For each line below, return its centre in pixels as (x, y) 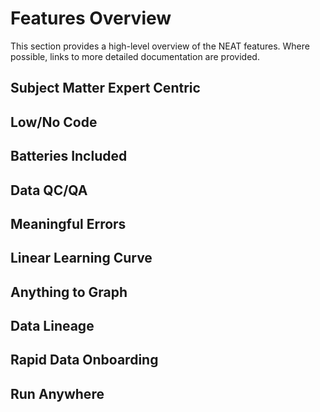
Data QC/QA (49, 190)
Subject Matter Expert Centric (105, 88)
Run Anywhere (57, 393)
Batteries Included (69, 156)
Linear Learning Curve (81, 258)
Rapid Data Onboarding (84, 360)
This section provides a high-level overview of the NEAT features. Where (160, 46)
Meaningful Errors (68, 223)
